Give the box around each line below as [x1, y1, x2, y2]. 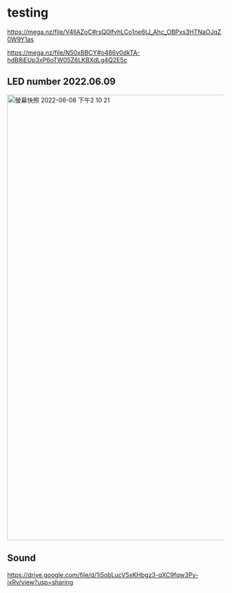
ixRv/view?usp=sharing [7, 578, 74, 586]
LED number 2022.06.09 [7, 76, 116, 88]
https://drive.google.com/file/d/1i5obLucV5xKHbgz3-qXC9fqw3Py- [7, 570, 199, 578]
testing [7, 5, 49, 21]
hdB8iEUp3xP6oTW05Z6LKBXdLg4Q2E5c [7, 55, 128, 64]
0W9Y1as [7, 35, 35, 43]
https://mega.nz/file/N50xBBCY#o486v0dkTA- [7, 48, 140, 57]
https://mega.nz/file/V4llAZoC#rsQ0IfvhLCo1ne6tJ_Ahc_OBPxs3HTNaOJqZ [7, 28, 222, 36]
